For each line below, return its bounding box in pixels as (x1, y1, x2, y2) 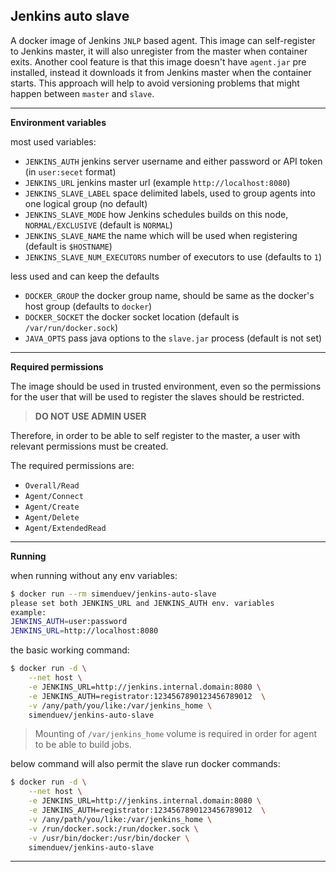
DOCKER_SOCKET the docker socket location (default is (24, 310, 240, 323)
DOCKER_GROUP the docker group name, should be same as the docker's (24, 289, 315, 301)
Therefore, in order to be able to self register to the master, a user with (10, 429, 301, 441)
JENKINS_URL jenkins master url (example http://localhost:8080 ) (24, 176, 291, 188)
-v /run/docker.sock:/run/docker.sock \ (28, 824, 199, 834)
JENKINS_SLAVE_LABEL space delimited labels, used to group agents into (24, 187, 316, 199)
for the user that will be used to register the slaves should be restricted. (10, 390, 305, 403)
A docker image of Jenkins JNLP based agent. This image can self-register (10, 34, 316, 46)
